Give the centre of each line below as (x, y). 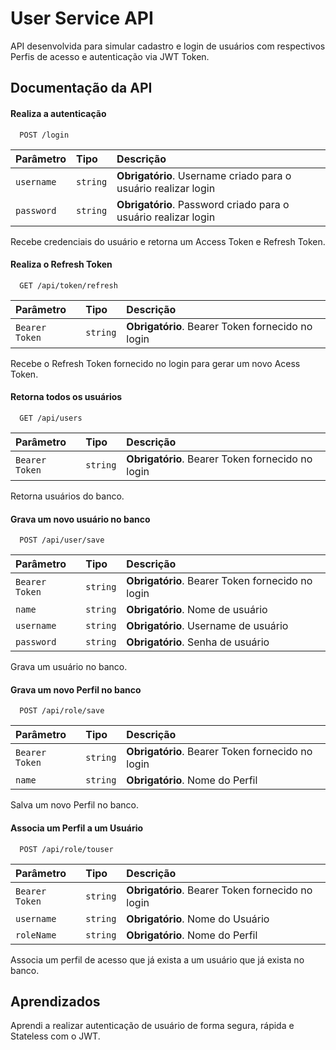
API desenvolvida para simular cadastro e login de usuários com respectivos (168, 46)
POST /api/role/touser (66, 849)
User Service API (82, 18)
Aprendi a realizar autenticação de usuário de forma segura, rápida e (152, 1026)
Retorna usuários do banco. (67, 496)
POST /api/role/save (62, 711)
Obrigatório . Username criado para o (204, 175)
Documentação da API (81, 88)
